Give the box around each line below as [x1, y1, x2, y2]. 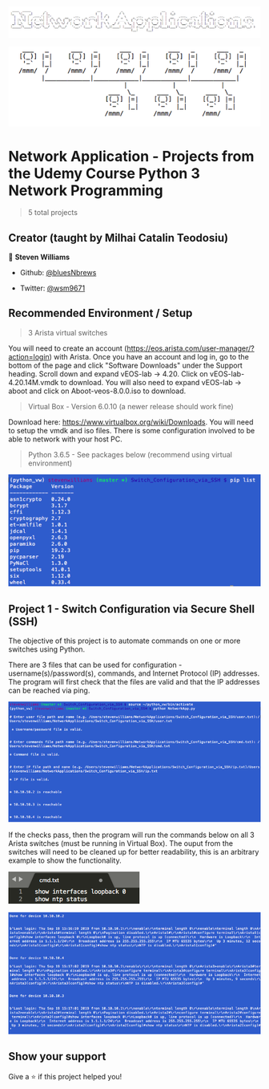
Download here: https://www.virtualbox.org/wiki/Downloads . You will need [8, 417, 254, 427]
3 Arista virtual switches [27, 327, 108, 337]
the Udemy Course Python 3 [8, 164, 200, 182]
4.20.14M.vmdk [8, 377, 59, 387]
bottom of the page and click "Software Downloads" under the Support [8, 360, 243, 370]
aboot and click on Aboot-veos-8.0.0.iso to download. [8, 386, 187, 396]
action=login [8, 351, 50, 361]
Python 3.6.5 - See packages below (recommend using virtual [27, 449, 232, 459]
